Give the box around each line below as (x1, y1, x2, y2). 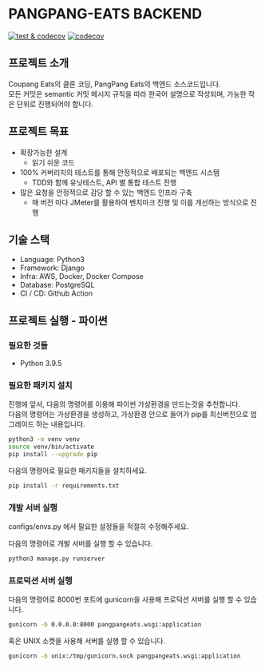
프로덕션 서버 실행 (8, 575, 73, 586)
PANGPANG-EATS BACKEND (8, 5, 202, 23)
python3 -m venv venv (8, 435, 81, 443)
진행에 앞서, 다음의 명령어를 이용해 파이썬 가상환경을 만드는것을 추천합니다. (8, 400, 241, 409)
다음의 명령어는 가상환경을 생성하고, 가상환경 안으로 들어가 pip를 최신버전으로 (8, 409, 249, 419)
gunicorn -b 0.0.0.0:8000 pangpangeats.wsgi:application (8, 621, 202, 629)
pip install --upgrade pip (8, 451, 98, 459)
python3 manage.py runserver (8, 555, 105, 563)
